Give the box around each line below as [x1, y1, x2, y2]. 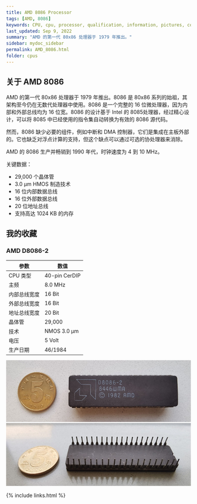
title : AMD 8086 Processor [6, 9, 72, 15]
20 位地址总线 [14, 202, 49, 209]
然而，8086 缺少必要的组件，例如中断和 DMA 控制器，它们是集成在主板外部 [6, 128, 189, 135]
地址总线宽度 [8, 309, 40, 316]
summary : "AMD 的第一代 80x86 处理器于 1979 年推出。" [6, 34, 133, 41]
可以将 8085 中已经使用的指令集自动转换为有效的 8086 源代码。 [16, 115, 171, 123]
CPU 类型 [8, 272, 32, 279]
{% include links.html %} [6, 492, 66, 499]
